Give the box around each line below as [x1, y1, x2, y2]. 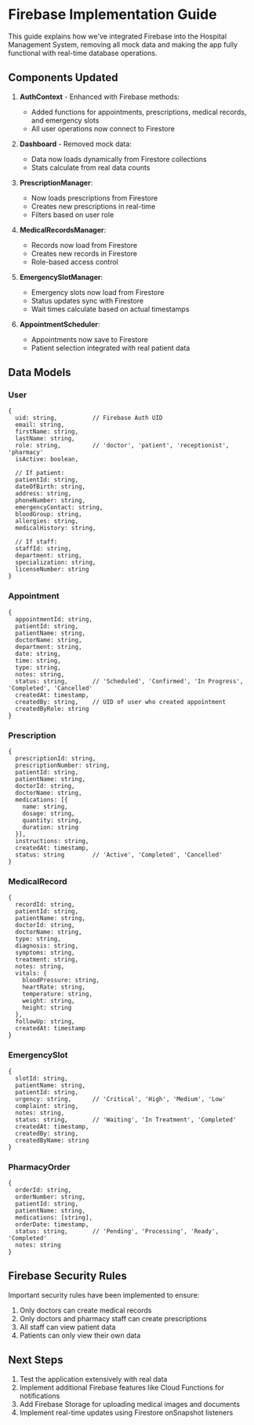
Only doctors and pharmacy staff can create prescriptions [19, 1313, 208, 1323]
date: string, [15, 650, 61, 657]
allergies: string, [15, 517, 79, 525]
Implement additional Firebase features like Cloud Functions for [19, 1383, 225, 1392]
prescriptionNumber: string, [15, 761, 111, 770]
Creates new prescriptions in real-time [31, 201, 156, 211]
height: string [22, 1004, 72, 1012]
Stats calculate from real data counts [31, 163, 151, 172]
